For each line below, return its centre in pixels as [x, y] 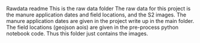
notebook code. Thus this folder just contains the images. [77, 34]
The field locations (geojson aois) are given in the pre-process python [92, 27]
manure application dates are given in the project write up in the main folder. [100, 21]
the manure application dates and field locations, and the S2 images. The [96, 15]
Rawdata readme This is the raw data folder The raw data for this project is [99, 9]
